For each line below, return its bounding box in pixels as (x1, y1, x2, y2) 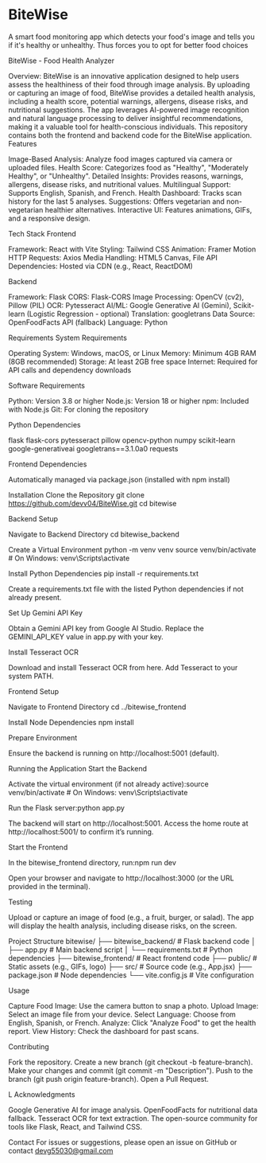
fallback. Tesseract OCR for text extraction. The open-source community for (8, 1113, 258, 1123)
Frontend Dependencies (8, 459, 87, 469)
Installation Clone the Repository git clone (8, 490, 145, 499)
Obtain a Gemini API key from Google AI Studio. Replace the (8, 623, 204, 633)
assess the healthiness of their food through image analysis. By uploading (8, 80, 250, 89)
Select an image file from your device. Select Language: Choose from (8, 1009, 237, 1019)
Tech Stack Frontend (8, 228, 77, 238)
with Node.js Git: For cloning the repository (8, 404, 149, 414)
